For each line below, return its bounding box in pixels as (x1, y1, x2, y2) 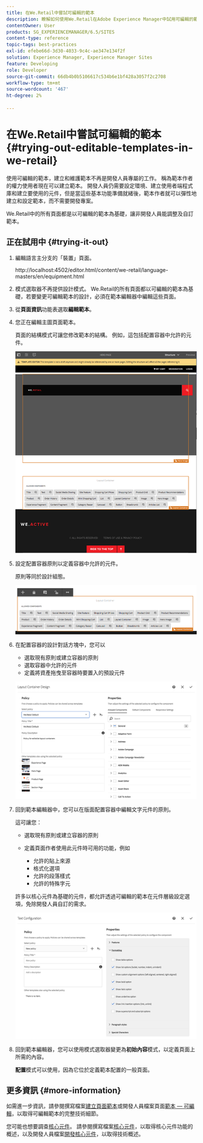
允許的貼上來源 (33, 857, 71, 864)
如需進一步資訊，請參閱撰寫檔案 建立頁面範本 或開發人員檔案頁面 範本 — (6, 1103, 182, 1110)
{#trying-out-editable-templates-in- (6, 141, 193, 155)
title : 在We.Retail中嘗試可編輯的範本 (6, 10, 95, 16)
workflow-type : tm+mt (6, 80, 61, 86)
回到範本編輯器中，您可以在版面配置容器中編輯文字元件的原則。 (14, 806, 174, 813)
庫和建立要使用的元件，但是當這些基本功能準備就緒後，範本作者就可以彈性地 (6, 189, 197, 196)
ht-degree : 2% (6, 92, 42, 99)
